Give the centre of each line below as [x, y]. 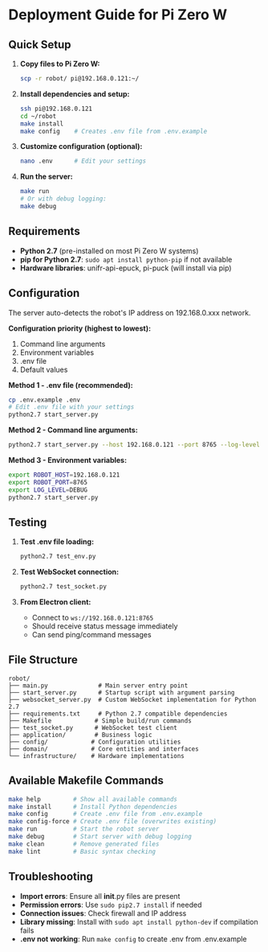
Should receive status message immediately [105, 626]
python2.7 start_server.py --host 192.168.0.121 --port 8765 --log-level [134, 445]
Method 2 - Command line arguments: [73, 430]
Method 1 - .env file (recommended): [71, 385]
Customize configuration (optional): [81, 146]
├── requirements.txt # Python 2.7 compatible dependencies [118, 714]
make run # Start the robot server [84, 829]
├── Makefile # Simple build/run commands [100, 721]
